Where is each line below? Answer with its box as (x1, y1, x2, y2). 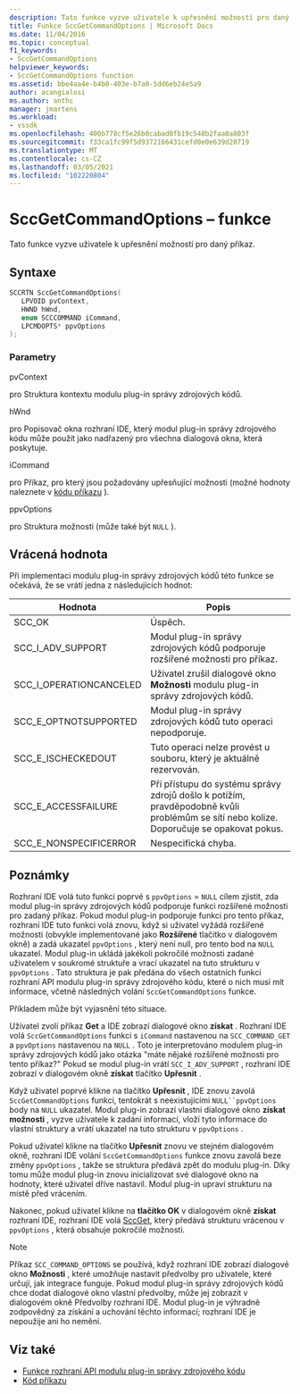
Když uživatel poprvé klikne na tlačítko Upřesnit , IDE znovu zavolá (9, 1086, 256, 1097)
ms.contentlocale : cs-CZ (9, 154, 102, 163)
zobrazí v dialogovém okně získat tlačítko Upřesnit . (9, 1068, 202, 1079)
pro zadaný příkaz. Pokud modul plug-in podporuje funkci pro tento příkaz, (9, 910, 285, 921)
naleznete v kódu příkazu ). (9, 486, 110, 497)
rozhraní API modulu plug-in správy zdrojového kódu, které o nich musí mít (9, 977, 284, 988)
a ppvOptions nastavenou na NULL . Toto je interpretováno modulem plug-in (9, 1039, 283, 1050)
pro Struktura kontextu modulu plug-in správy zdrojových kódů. (9, 388, 243, 399)
